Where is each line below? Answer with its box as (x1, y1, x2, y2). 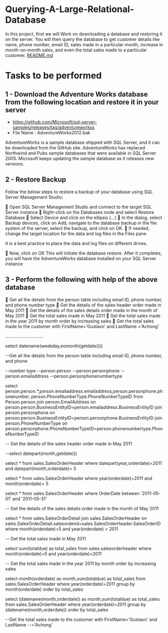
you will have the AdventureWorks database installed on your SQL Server (5, 255, 156, 261)
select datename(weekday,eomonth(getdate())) (5, 343, 103, 349)
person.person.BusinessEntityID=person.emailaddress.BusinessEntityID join (5, 404, 162, 410)
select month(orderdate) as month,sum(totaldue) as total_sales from (5, 575, 146, 582)
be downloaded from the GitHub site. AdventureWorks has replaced (5, 144, 145, 150)
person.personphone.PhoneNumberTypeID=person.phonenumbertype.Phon (5, 425, 163, 431)
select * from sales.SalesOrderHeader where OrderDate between (5, 490, 140, 496)
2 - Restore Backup (5, 175, 66, 184)
